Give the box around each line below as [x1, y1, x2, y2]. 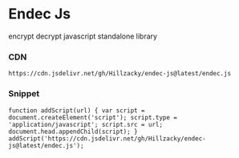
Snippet [8, 88, 40, 99]
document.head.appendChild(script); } [8, 128, 138, 136]
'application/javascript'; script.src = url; [8, 120, 163, 128]
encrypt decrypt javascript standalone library [8, 31, 158, 41]
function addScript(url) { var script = [8, 106, 146, 115]
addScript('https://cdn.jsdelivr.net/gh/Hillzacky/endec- [8, 134, 206, 143]
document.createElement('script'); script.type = [8, 113, 178, 121]
